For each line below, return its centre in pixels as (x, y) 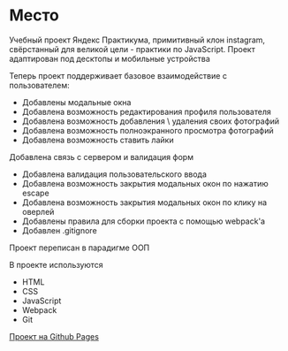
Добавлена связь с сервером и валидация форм (102, 156)
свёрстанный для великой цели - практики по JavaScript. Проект (133, 49)
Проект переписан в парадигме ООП (80, 248)
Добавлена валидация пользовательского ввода (114, 174)
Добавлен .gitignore (59, 230)
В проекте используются (56, 264)
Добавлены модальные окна (76, 102)
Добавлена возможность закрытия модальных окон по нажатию (145, 183)
